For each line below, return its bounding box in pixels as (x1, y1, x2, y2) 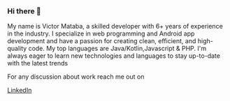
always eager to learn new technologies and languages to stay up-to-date (7, 52, 220, 60)
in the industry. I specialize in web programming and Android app (7, 29, 195, 38)
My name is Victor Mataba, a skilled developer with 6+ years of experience (7, 22, 224, 31)
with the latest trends (7, 59, 69, 68)
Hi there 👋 (7, 6, 42, 16)
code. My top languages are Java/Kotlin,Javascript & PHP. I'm (28, 45, 207, 53)
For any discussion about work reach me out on (7, 72, 145, 81)
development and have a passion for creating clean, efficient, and (7, 37, 196, 45)
